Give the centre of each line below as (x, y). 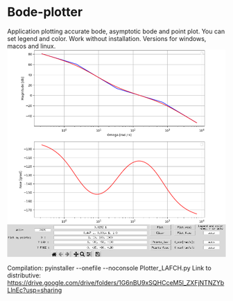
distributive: (24, 275)
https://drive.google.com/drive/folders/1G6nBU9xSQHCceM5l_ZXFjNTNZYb (116, 283)
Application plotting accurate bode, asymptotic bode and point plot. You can (116, 31)
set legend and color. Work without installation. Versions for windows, (107, 38)
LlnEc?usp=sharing (35, 290)
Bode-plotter (45, 12)
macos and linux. (32, 46)
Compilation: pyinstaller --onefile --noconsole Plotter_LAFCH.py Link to (109, 268)
